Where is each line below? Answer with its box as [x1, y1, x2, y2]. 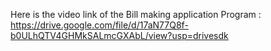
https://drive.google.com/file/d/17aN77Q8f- [10, 19, 189, 31]
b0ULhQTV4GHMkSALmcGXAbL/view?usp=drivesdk [10, 30, 229, 41]
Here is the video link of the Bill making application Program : [10, 9, 262, 20]
